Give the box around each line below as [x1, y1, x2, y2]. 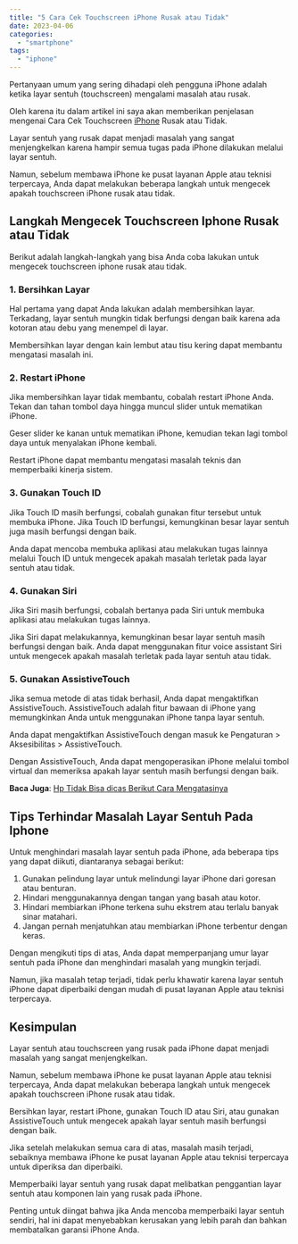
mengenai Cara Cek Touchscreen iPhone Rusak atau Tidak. [9, 115, 228, 126]
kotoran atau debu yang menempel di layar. [9, 322, 169, 333]
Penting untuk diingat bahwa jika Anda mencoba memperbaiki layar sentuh [9, 1205, 285, 1215]
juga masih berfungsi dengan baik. [9, 526, 137, 537]
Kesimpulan [9, 1019, 78, 1034]
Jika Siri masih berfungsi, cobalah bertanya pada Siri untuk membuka [9, 605, 265, 615]
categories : [9, 29, 54, 38]
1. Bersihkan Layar [9, 283, 91, 296]
